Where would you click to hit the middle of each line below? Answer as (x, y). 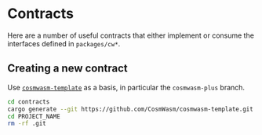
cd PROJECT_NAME (34, 116)
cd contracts (29, 102)
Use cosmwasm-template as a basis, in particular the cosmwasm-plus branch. (126, 87)
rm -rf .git (27, 124)
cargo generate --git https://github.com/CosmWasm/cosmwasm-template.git (131, 109)
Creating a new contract (67, 69)
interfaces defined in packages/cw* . (64, 43)
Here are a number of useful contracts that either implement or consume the (131, 35)
